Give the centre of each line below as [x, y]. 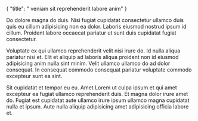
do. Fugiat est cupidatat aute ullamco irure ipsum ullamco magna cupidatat [98, 100]
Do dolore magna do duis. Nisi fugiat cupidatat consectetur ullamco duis [95, 20]
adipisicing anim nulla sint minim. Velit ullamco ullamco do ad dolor [88, 63]
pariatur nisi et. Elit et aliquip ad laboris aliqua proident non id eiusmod [92, 57]
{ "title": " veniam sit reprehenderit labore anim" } [66, 9]
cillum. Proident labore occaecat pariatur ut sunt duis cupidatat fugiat [92, 33]
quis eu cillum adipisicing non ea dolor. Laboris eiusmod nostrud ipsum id [96, 27]
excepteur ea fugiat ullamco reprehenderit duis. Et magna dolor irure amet [97, 94]
